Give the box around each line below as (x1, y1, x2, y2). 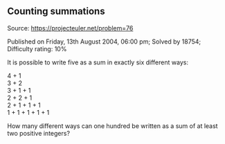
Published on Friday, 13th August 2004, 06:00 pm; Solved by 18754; (7, 37, 201, 46)
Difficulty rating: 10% (7, 44, 67, 53)
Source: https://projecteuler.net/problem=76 (7, 24, 134, 32)
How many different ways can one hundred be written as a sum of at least (7, 121, 218, 130)
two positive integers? (7, 129, 71, 137)
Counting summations (7, 6, 105, 17)
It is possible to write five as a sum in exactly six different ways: (7, 58, 189, 66)
